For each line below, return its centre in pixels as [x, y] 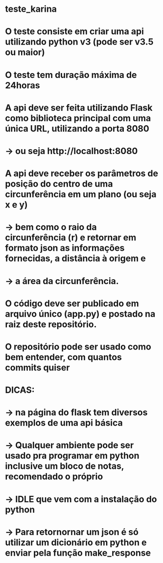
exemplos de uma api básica [64, 423]
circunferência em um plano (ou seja [81, 194]
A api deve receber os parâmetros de [81, 174]
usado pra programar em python [72, 456]
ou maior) [25, 52]
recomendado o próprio [54, 477]
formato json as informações [65, 248]
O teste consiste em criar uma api [75, 32]
